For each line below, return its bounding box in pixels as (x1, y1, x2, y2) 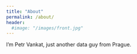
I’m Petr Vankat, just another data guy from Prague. (6, 41, 132, 48)
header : (6, 19, 26, 25)
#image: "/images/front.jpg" (11, 25, 84, 31)
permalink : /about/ (6, 14, 55, 20)
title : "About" (6, 8, 44, 15)
